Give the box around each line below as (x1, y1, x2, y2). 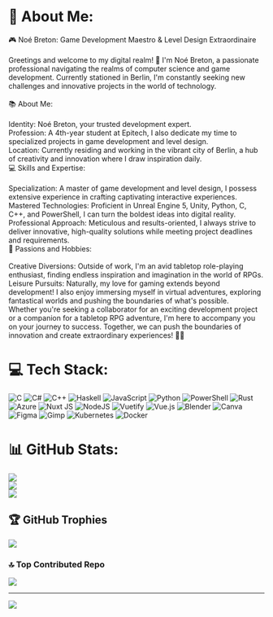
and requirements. (8, 235, 70, 245)
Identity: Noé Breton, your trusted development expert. (8, 119, 193, 129)
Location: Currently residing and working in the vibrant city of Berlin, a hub (8, 145, 258, 155)
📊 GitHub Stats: (8, 440, 119, 459)
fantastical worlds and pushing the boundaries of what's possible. (8, 295, 229, 305)
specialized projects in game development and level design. (8, 136, 209, 146)
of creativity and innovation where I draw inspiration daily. (8, 154, 202, 164)
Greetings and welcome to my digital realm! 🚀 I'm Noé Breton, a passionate (8, 55, 259, 64)
